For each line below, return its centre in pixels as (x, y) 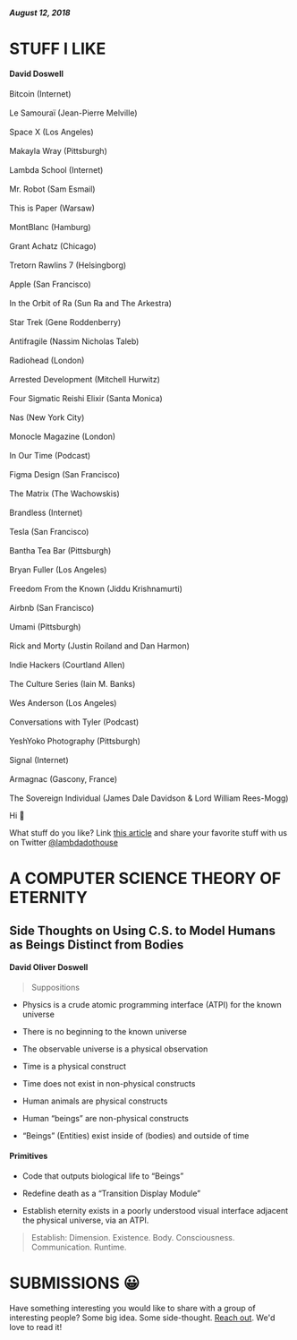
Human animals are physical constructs (95, 1101)
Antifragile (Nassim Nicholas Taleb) (74, 341)
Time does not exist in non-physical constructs (109, 1083)
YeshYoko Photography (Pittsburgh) (75, 741)
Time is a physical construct (74, 1066)
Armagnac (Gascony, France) (64, 778)
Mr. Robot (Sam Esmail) (52, 189)
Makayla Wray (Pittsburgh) (58, 150)
